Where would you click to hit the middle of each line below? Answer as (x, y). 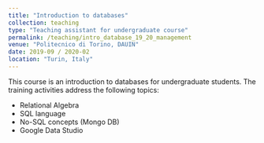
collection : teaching (44, 23)
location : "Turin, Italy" (50, 60)
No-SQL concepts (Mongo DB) (69, 122)
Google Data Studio (51, 130)
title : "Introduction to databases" (68, 15)
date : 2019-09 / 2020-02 (49, 52)
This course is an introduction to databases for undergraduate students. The (132, 81)
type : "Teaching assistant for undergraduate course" (99, 30)
